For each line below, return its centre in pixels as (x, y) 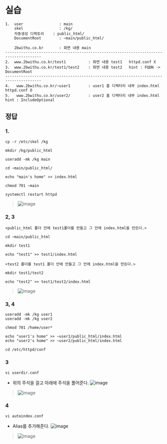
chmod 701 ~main (22, 186)
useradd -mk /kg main (28, 159)
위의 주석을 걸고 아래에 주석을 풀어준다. (51, 383)
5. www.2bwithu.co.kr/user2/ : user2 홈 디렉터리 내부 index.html (82, 95)
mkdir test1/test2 (24, 273)
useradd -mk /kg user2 (29, 319)
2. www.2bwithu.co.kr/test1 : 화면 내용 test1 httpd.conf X (81, 62)
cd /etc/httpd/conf (26, 350)
